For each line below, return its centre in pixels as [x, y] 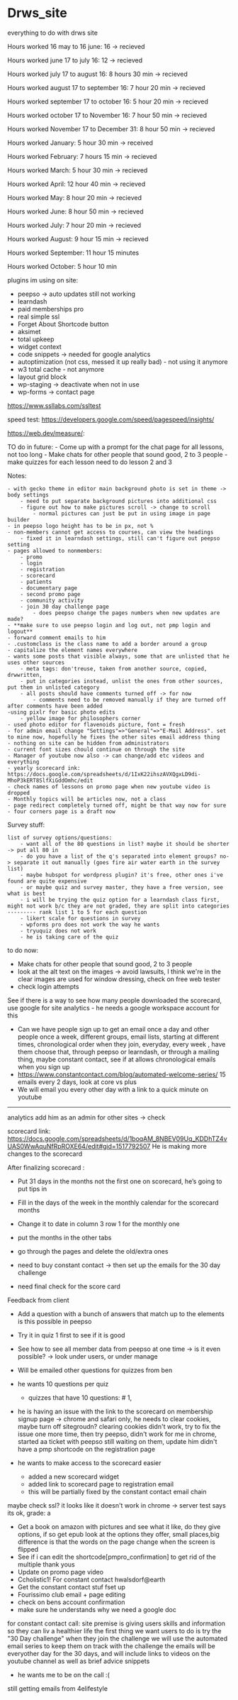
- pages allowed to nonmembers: [55, 551]
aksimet [29, 331]
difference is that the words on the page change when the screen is [117, 1542]
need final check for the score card [69, 1286]
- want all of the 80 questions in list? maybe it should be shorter [125, 844]
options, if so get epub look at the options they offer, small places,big [118, 1534]
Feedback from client [38, 1300]
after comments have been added [55, 706]
